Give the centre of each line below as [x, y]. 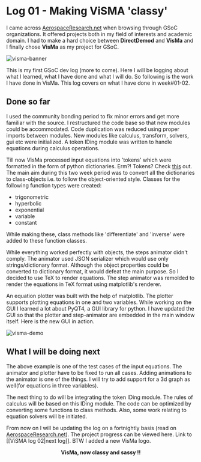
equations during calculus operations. [53, 148]
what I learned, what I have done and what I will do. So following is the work [100, 76]
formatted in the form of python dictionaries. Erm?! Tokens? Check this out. [99, 166]
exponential [29, 210]
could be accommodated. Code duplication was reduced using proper [93, 129]
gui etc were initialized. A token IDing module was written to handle [89, 142]
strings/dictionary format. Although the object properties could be [88, 265]
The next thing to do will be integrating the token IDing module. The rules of [100, 397]
